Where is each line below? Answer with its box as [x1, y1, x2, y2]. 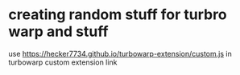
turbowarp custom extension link [8, 57, 118, 67]
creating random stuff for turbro [8, 6, 227, 24]
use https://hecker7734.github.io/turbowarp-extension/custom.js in [8, 49, 232, 58]
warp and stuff [8, 22, 109, 41]
